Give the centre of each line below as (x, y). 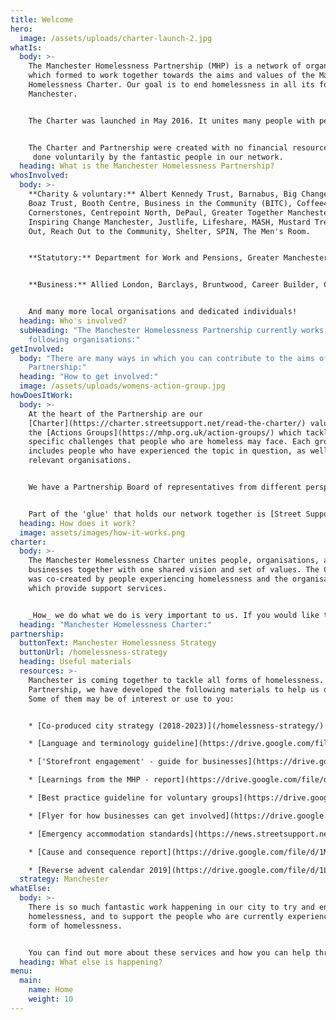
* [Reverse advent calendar (86, 870)
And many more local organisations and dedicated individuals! (163, 312)
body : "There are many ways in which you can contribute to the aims (167, 358)
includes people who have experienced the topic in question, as (167, 451)
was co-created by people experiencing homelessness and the (158, 579)
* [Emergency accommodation (86, 834)
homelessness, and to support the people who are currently (156, 916)
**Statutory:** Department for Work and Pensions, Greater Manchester (178, 258)
